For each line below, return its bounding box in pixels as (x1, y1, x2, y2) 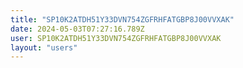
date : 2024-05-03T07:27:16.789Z (10, 24, 145, 34)
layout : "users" (10, 42, 78, 53)
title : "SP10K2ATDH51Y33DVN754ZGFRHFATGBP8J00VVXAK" (10, 14, 235, 25)
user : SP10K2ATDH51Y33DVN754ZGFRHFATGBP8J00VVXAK (10, 33, 222, 43)
